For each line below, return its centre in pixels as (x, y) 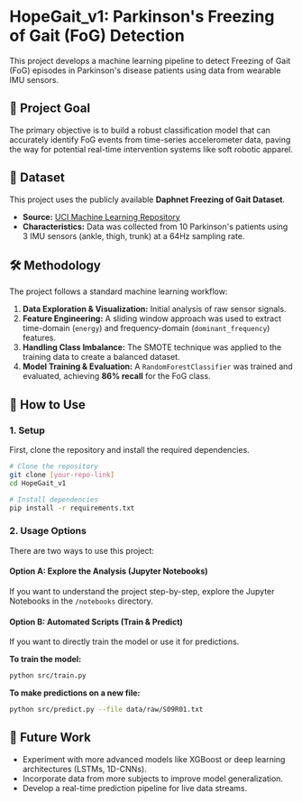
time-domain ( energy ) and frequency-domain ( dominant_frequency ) (146, 328)
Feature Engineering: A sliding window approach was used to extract (152, 318)
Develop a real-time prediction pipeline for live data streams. (135, 788)
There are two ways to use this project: (82, 550)
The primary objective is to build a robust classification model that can (140, 130)
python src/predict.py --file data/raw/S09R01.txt (106, 710)
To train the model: (46, 659)
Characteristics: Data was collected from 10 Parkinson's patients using (155, 226)
